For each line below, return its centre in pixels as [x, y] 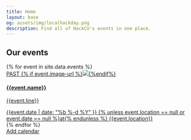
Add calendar [23, 131]
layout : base [22, 17]
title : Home [21, 12]
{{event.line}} [23, 101]
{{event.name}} [26, 88]
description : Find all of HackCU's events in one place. [79, 28]
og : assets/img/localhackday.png [48, 23]
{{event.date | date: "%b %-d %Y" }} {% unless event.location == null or [95, 112]
